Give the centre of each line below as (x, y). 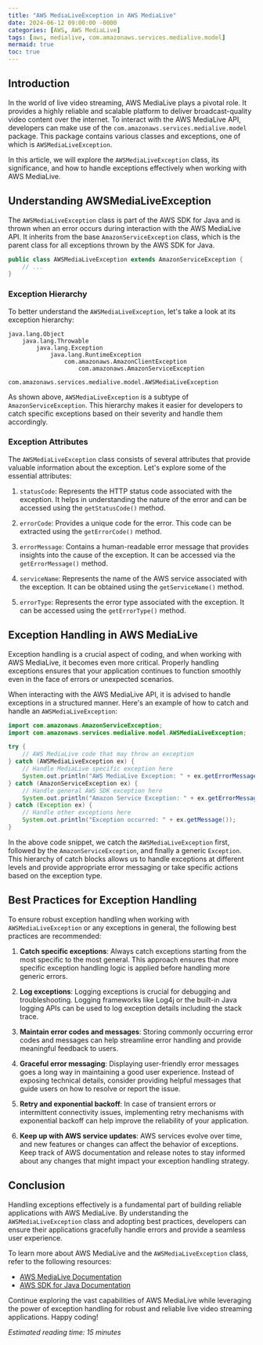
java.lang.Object (36, 334)
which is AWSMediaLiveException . (60, 144)
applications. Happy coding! (53, 1317)
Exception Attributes (48, 442)
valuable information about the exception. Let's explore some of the (117, 467)
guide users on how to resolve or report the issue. (100, 1088)
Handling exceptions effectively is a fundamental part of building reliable (125, 1204)
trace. (29, 1016)
